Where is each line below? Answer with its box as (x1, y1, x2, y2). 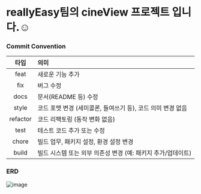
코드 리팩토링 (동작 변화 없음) (37, 115, 115, 123)
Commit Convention (6, 43, 66, 51)
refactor (9, 115, 32, 123)
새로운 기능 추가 (37, 70, 80, 78)
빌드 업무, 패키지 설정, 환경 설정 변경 (37, 138, 134, 146)
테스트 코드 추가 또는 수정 (37, 126, 105, 135)
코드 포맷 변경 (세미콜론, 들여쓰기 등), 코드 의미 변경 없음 (37, 104, 187, 113)
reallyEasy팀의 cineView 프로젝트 (6, 5, 170, 19)
